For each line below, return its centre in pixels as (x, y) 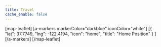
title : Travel (20, 10)
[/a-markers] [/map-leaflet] (33, 39)
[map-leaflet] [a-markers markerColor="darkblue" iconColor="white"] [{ (79, 28)
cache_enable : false (26, 14)
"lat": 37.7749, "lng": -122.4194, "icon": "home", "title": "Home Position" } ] (81, 34)
